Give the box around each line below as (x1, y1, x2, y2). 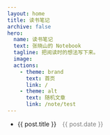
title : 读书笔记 (7, 17, 50, 24)
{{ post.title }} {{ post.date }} (17, 120, 104, 128)
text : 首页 (25, 74, 56, 82)
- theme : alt (19, 88, 58, 95)
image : (13, 56, 33, 63)
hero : (7, 29, 23, 37)
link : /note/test (25, 101, 77, 108)
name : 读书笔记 (13, 36, 54, 43)
